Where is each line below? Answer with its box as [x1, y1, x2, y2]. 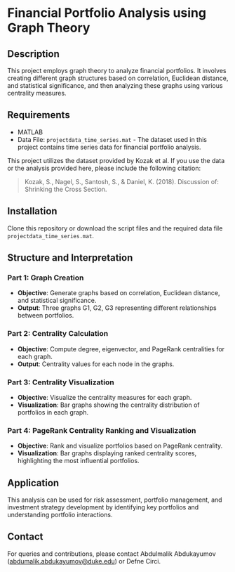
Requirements [7, 109, 70, 121]
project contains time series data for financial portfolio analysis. [17, 143, 201, 151]
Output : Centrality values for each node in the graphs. [17, 360, 175, 368]
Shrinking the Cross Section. [24, 185, 107, 193]
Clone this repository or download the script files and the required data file [7, 223, 223, 233]
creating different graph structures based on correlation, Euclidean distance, [7, 74, 229, 82]
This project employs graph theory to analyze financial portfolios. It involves [7, 67, 227, 74]
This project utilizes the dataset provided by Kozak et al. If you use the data [7, 156, 225, 164]
